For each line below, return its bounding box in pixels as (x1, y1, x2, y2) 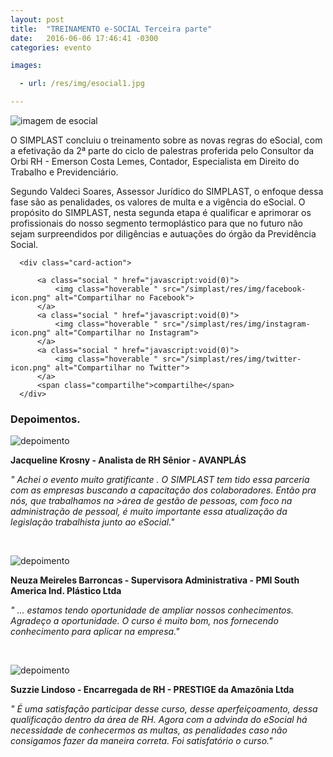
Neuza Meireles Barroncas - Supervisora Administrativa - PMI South (10, 574, 300, 586)
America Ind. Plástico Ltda (10, 585, 122, 597)
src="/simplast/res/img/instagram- (162, 319, 311, 329)
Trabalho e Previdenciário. (10, 166, 119, 178)
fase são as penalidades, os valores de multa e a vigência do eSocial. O (10, 196, 306, 208)
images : (10, 61, 43, 71)
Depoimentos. (10, 412, 81, 426)
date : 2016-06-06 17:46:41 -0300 (10, 33, 159, 43)
